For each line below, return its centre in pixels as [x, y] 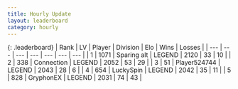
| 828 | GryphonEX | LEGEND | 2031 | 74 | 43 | [75, 78]
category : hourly [33, 27]
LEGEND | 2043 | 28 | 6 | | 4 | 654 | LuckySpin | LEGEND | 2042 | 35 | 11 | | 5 [119, 70]
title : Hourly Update [39, 14]
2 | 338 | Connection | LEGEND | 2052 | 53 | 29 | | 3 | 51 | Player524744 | [114, 63]
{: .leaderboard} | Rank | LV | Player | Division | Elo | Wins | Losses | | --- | [115, 48]
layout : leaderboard [38, 21]
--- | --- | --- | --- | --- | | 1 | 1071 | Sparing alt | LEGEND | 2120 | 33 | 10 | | [123, 55]
